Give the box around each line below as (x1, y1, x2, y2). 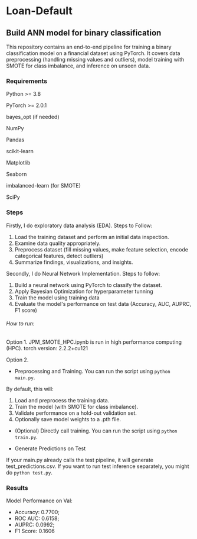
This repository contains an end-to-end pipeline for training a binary (6, 43, 172, 50)
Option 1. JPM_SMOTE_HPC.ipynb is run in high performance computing (6, 338, 182, 346)
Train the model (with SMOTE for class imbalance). (14, 403, 139, 410)
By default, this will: (6, 385, 54, 392)
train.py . (14, 433, 38, 440)
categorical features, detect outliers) (14, 252, 104, 259)
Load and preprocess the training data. (14, 396, 110, 404)
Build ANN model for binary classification (6, 28, 162, 38)
